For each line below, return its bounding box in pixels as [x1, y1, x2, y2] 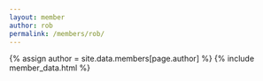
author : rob [9, 21, 53, 30]
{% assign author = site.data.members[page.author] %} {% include [9, 54, 255, 64]
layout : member [9, 12, 66, 22]
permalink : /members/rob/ [9, 29, 104, 38]
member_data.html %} [9, 63, 91, 73]
